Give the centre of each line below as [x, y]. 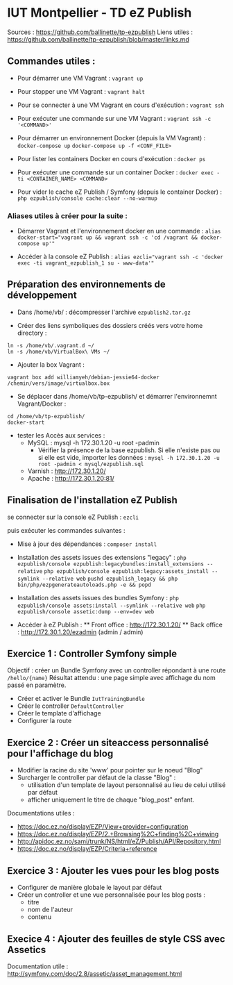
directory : [32, 333]
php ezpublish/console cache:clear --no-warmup [87, 198]
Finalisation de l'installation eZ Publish [93, 500]
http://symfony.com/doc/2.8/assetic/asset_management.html [95, 973]
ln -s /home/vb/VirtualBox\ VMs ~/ [59, 351]
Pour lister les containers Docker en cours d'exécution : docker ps [111, 158]
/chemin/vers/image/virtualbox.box [59, 383]
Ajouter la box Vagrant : [51, 364]
